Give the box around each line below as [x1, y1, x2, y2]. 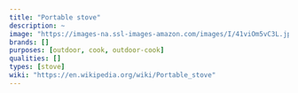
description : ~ [9, 21, 66, 30]
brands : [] [9, 37, 50, 47]
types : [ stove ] [9, 63, 66, 72]
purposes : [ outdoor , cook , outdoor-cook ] [9, 46, 165, 55]
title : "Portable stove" [9, 12, 101, 22]
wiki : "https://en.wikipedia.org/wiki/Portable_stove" [9, 71, 216, 80]
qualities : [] [9, 54, 62, 63]
